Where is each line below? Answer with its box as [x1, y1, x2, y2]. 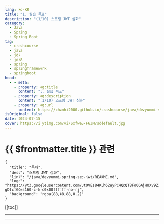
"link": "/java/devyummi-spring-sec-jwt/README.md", [9, 175, 119, 179]
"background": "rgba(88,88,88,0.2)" [9, 192, 84, 197]
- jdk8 [9, 57, 23, 62]
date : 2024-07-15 [5, 116, 41, 121]
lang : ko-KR [5, 7, 29, 12]
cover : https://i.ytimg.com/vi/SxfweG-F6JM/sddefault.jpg [5, 121, 125, 126]
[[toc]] [5, 204, 18, 210]
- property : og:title [14, 84, 58, 90]
